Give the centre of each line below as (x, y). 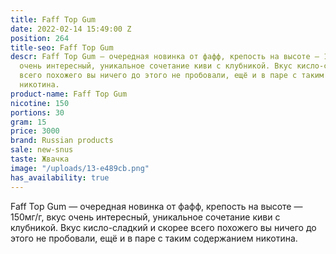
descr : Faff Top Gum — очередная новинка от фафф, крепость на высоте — (165, 57)
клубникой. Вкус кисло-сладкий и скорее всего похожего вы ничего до (163, 227)
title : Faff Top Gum (53, 19)
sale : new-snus (42, 150)
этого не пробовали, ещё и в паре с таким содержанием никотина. (154, 238)
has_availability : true (60, 177)
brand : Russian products (62, 141)
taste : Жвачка (40, 159)
